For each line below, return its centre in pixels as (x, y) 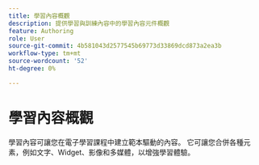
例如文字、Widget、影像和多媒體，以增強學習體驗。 (109, 152)
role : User (27, 38)
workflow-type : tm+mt (45, 53)
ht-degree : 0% (32, 69)
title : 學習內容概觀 (39, 16)
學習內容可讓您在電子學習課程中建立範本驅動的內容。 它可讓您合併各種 (126, 142)
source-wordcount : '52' (48, 61)
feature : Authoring (41, 31)
